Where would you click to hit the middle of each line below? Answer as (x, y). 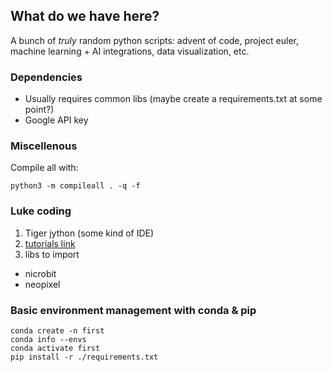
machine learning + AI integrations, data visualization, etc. (130, 51)
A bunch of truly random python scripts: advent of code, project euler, (154, 40)
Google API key (56, 120)
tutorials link (50, 243)
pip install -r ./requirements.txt (84, 357)
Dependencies (46, 77)
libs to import (52, 254)
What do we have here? (85, 16)
